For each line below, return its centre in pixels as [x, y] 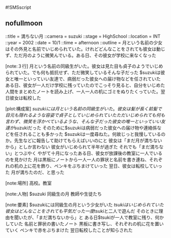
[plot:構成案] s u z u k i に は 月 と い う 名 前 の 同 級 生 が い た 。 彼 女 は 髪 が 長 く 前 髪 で [83, 108]
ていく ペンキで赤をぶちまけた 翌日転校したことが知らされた [69, 230]
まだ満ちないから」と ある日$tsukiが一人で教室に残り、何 [99, 217]
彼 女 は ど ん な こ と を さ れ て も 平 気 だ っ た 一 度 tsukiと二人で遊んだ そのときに [82, 211]
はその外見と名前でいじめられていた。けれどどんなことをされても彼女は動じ [85, 49]
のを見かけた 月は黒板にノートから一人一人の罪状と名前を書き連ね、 [77, 159]
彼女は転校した [25, 98]
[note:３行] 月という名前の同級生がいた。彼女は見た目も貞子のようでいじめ [84, 66]
